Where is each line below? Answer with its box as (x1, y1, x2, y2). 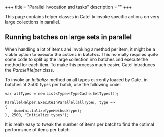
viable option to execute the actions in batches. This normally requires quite (5, 51, 158, 57)
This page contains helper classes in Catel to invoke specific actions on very (5, 14, 160, 19)
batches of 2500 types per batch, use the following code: (5, 82, 121, 87)
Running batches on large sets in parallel (5, 33, 132, 41)
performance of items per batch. (5, 126, 71, 132)
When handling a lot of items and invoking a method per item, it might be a (5, 46, 155, 52)
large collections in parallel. (5, 19, 60, 25)
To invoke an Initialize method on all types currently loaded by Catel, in (5, 76, 148, 82)
